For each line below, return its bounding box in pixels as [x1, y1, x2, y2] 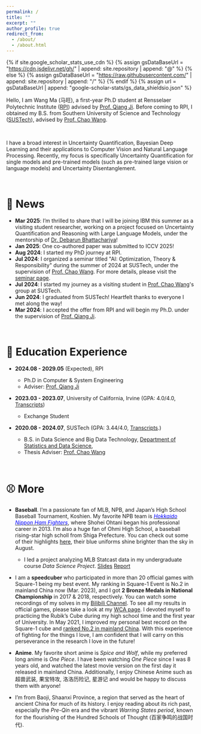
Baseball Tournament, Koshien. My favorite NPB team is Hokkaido [14, 512, 178, 519]
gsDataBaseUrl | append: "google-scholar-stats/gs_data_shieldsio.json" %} [6, 84, 193, 91]
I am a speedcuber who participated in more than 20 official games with [14, 573, 194, 581]
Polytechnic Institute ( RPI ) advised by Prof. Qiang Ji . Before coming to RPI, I [6, 103, 193, 110]
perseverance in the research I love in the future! [14, 638, 135, 645]
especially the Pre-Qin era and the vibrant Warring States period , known [14, 706, 193, 714]
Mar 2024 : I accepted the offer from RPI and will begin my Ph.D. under [14, 306, 190, 313]
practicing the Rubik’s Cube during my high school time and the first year [14, 612, 195, 619]
